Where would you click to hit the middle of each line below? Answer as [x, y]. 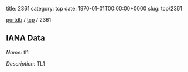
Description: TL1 [25, 63]
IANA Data [25, 38]
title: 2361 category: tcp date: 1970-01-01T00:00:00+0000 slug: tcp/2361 [94, 8]
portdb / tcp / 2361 [29, 20]
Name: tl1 [18, 52]
